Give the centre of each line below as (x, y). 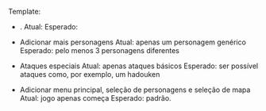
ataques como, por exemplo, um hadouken (90, 74)
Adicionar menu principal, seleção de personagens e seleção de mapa (135, 90)
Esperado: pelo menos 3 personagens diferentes (100, 50)
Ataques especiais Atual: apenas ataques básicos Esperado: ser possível (139, 66)
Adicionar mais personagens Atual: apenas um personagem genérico (133, 42)
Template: (25, 11)
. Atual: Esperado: (48, 27)
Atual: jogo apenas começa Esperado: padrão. (96, 98)
